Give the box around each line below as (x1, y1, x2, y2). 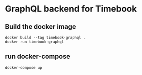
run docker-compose (5, 52, 70, 61)
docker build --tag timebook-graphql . (5, 35, 86, 40)
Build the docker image (5, 23, 76, 31)
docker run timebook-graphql (5, 39, 64, 44)
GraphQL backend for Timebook (5, 3, 137, 14)
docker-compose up (5, 65, 42, 70)
